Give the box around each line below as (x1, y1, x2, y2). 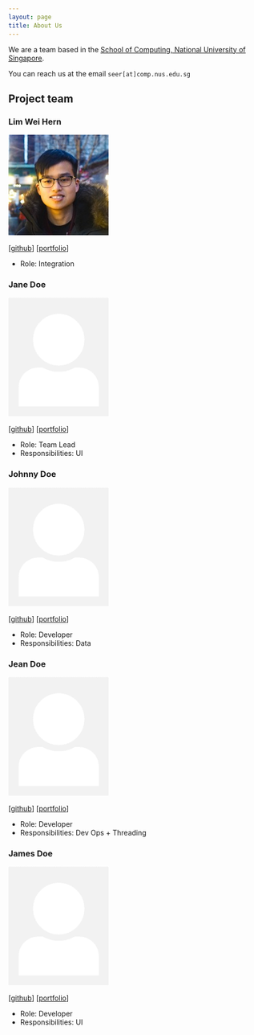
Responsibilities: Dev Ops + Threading (19, 828, 147, 837)
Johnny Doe (8, 469, 57, 480)
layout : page (8, 13, 52, 21)
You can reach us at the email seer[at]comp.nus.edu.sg (8, 68, 191, 78)
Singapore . (8, 53, 45, 63)
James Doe (8, 848, 54, 859)
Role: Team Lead (19, 440, 76, 450)
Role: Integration (19, 259, 75, 269)
